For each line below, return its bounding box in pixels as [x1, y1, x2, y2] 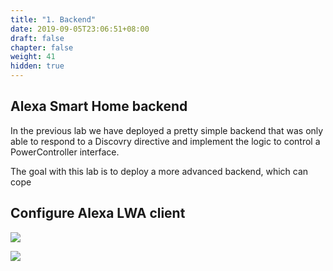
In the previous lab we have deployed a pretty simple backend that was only [10, 124, 324, 136]
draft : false [10, 33, 65, 43]
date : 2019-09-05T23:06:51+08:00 [10, 24, 150, 34]
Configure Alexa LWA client [10, 205, 186, 222]
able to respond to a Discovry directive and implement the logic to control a [10, 135, 321, 147]
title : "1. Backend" [10, 14, 97, 25]
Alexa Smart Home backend [10, 98, 188, 115]
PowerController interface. [10, 146, 120, 158]
